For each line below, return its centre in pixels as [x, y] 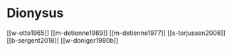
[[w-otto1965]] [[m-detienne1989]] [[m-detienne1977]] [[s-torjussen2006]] [116, 33]
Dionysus [35, 13]
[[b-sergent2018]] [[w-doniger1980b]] [63, 40]
